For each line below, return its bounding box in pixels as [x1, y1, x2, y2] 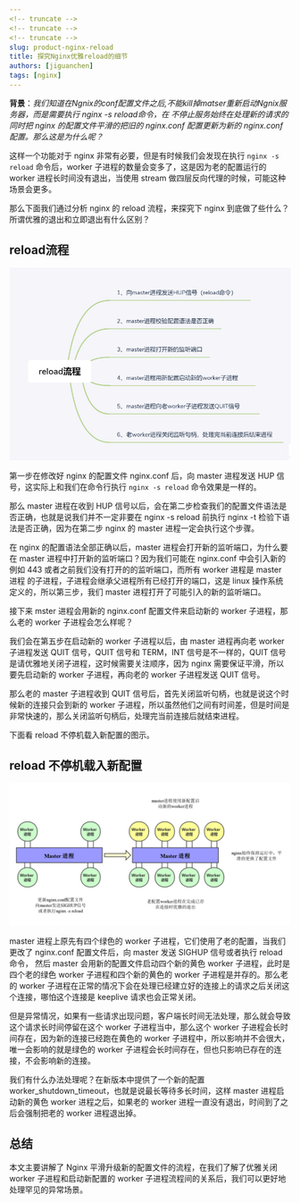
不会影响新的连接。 [24, 1055, 96, 1065]
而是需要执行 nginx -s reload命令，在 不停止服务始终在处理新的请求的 [32, 108, 288, 120]
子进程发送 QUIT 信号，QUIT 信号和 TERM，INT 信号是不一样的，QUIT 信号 [9, 646, 287, 657]
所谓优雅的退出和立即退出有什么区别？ [9, 214, 150, 224]
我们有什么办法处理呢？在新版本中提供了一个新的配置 [9, 1073, 205, 1085]
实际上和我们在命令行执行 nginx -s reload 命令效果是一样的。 [32, 481, 262, 492]
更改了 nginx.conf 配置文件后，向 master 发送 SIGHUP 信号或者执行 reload [9, 946, 283, 957]
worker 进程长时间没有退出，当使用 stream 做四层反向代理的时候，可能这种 [9, 172, 287, 183]
